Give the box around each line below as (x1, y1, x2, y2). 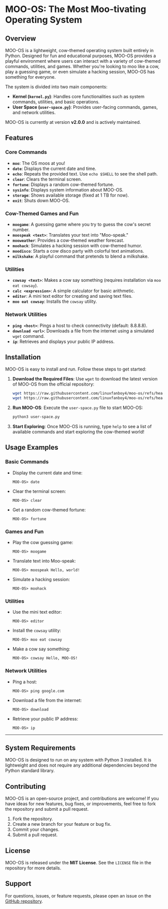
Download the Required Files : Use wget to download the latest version (12, 376, 157, 382)
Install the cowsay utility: (12, 628, 61, 634)
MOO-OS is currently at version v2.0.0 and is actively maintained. (5, 119, 141, 125)
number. (12, 227, 30, 233)
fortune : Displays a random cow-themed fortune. (12, 181, 114, 188)
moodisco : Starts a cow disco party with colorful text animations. (12, 248, 144, 254)
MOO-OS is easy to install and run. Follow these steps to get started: (5, 366, 146, 372)
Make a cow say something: (12, 646, 70, 652)
